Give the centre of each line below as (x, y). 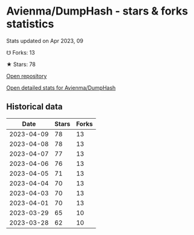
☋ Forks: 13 (21, 52)
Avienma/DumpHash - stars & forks (97, 11)
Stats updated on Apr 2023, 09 (45, 41)
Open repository (27, 76)
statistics (30, 24)
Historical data (34, 107)
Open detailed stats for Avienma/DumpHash (61, 88)
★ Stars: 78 (21, 64)
